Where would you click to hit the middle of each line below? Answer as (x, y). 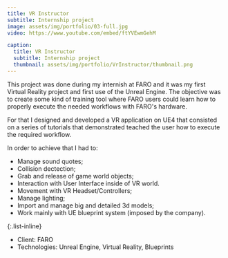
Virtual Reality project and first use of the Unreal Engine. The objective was (114, 91)
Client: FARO (35, 239)
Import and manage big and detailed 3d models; (85, 205)
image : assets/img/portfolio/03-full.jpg (68, 26)
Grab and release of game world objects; (75, 176)
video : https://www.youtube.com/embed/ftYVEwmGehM (82, 33)
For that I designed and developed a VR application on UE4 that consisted (112, 120)
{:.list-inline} (25, 226)
